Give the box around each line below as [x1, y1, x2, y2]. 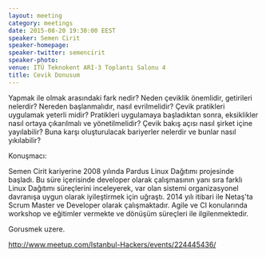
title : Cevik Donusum [8, 71, 81, 79]
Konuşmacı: [8, 151, 47, 160]
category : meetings [8, 19, 73, 27]
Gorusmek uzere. [8, 224, 66, 234]
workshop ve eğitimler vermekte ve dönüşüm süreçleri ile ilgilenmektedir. [8, 208, 249, 218]
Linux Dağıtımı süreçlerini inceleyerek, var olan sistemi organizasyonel [8, 183, 239, 192]
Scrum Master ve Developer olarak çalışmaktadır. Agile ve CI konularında [8, 200, 248, 210]
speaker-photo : [8, 57, 59, 65]
